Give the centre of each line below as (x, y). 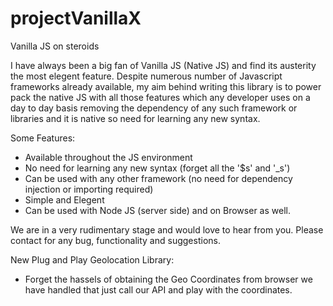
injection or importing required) (89, 189)
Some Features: (43, 138)
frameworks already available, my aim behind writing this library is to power (166, 86)
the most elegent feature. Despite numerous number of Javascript (146, 76)
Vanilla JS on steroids (55, 46)
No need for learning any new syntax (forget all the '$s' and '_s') (157, 168)
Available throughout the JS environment (108, 157)
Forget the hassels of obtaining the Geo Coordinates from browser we (168, 279)
